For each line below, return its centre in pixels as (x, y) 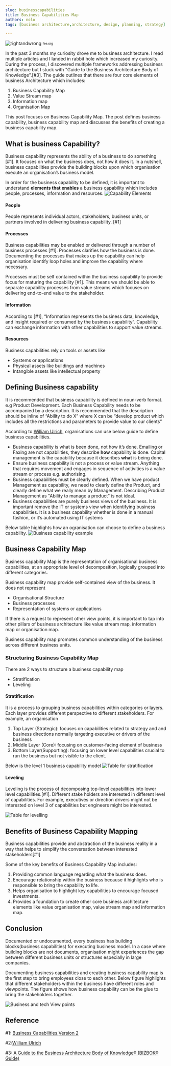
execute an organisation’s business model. (50, 173)
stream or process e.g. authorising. (50, 474)
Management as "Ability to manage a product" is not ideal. (74, 496)
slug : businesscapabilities (35, 10)
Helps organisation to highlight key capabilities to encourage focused (86, 891)
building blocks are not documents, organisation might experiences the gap (85, 952)
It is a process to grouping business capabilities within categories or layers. (84, 708)
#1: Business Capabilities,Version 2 (42, 1033)
